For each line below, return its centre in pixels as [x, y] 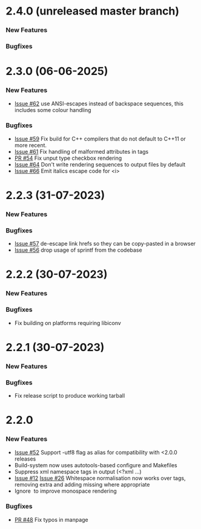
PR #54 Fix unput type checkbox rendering [68, 158]
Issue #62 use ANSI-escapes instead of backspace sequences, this [99, 103]
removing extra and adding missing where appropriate [82, 484]
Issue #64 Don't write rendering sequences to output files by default [100, 164]
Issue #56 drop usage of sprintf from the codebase [78, 250]
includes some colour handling [53, 110]
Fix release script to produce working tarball [70, 396]
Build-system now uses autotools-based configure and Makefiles [96, 465]
